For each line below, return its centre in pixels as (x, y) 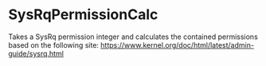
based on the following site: (54, 45)
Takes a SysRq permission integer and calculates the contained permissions (133, 37)
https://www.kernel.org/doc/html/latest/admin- (178, 45)
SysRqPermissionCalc (83, 15)
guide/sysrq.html (36, 53)
